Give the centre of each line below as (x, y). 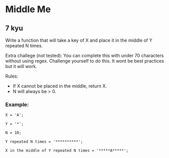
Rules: (12, 76)
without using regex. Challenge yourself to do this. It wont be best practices (85, 61)
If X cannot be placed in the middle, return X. (60, 86)
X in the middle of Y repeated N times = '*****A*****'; (67, 151)
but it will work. (21, 66)
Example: (17, 104)
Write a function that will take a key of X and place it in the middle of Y (79, 40)
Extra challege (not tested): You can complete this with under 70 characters (84, 55)
